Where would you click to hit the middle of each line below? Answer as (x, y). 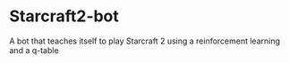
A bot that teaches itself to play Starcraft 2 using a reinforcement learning (144, 41)
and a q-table (34, 50)
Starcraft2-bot (64, 16)
